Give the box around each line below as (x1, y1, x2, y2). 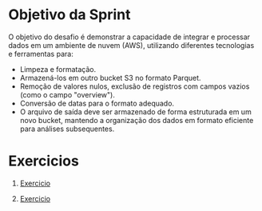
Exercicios (8, 152, 80, 170)
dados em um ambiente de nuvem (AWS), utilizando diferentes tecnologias (8, 40, 255, 50)
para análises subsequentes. (19, 124, 115, 133)
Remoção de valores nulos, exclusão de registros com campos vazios (19, 82, 250, 91)
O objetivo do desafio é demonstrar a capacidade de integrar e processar (8, 32, 250, 42)
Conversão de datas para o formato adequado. (19, 98, 174, 108)
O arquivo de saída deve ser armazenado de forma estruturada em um (19, 106, 252, 117)
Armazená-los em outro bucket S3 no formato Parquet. (19, 73, 201, 82)
